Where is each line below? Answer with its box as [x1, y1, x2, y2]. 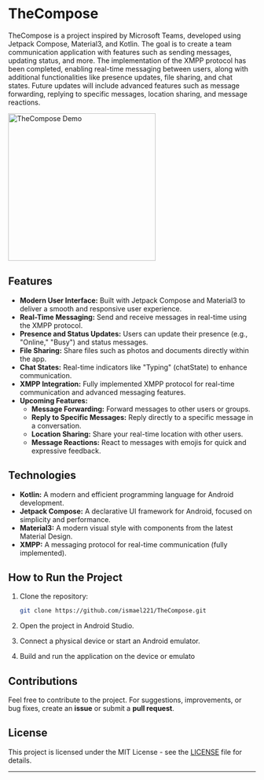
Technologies [8, 469, 77, 482]
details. [8, 756, 32, 765]
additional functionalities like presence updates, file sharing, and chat [8, 72, 233, 82]
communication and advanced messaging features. [19, 387, 186, 397]
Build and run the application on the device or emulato [19, 652, 196, 661]
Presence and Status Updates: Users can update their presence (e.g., [19, 329, 248, 338]
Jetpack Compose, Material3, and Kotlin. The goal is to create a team [8, 39, 232, 48]
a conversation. [31, 421, 82, 430]
